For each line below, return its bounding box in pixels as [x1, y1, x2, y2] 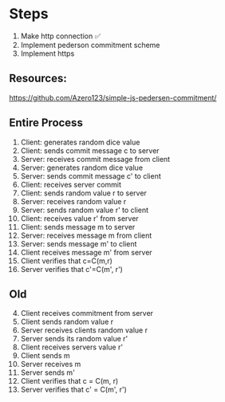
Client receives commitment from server [20, 309, 154, 318]
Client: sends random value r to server [20, 188, 147, 198]
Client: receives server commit [20, 179, 122, 189]
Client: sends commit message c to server [20, 145, 160, 156]
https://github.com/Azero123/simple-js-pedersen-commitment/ [9, 93, 217, 102]
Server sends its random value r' [20, 334, 128, 344]
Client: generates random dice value [20, 137, 140, 147]
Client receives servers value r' [20, 342, 123, 352]
